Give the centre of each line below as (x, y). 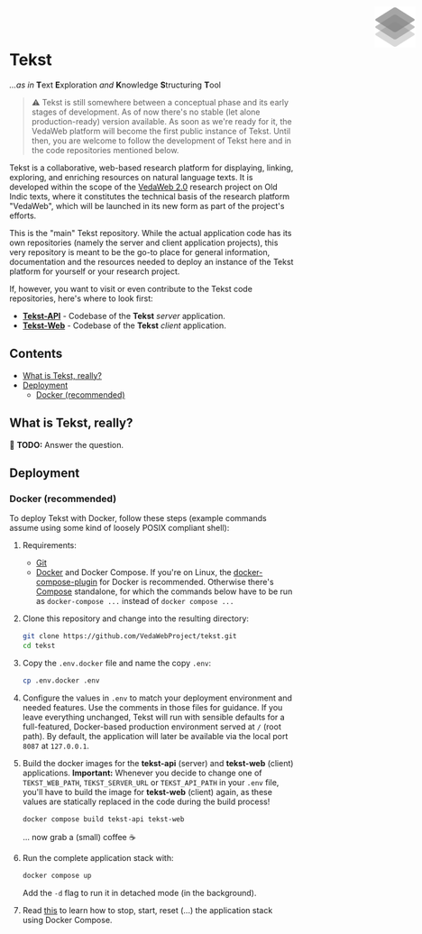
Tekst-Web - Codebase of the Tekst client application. (124, 325)
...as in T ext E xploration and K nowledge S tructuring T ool (115, 85)
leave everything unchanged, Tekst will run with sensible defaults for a (154, 717)
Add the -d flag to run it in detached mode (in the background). (139, 893)
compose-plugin (66, 582)
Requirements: (49, 545)
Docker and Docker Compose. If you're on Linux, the (133, 572)
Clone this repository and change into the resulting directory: (136, 618)
